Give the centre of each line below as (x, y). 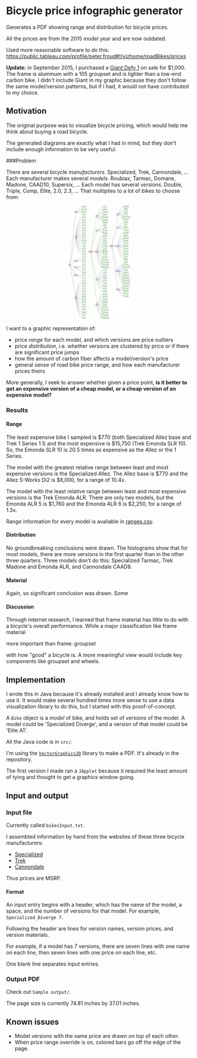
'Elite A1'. (17, 730)
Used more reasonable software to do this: (58, 50)
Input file (19, 812)
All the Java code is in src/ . (39, 742)
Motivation (26, 111)
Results (17, 410)
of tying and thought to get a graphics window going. (71, 777)
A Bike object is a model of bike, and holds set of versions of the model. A (96, 718)
